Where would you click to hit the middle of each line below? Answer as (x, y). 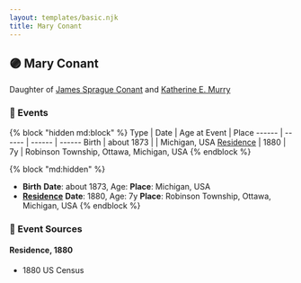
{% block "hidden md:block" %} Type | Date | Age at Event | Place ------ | (146, 132)
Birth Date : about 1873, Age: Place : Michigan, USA (116, 186)
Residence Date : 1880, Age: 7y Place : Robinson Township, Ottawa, (146, 196)
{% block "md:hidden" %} (58, 169)
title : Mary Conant (46, 26)
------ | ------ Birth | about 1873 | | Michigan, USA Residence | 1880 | (159, 142)
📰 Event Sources (46, 228)
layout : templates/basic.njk (64, 18)
